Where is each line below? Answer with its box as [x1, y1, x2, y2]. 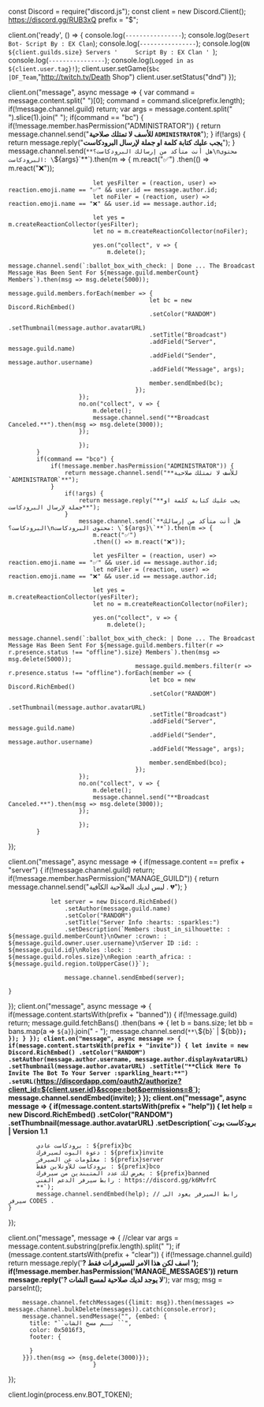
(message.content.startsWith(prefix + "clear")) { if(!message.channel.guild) [8, 1250, 252, 1259]
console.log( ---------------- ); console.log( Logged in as [8, 55, 195, 65]
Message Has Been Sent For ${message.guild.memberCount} [8, 269, 199, 277]
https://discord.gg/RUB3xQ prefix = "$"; [8, 15, 139, 24]
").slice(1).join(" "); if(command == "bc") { [8, 113, 144, 121]
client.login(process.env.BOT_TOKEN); [8, 1390, 132, 1399]
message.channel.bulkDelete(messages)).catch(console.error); [8, 1305, 217, 1313]
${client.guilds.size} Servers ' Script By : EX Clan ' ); [8, 47, 218, 56]
